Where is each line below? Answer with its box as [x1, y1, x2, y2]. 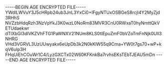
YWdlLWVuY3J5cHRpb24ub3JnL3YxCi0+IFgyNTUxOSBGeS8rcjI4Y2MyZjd [5, 9, 161, 15]
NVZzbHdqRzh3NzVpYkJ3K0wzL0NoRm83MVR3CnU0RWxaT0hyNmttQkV [5, 20, 160, 26]
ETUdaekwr [5, 25, 29, 31]
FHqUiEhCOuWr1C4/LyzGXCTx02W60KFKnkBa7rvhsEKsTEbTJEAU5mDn [5, 52, 156, 58]
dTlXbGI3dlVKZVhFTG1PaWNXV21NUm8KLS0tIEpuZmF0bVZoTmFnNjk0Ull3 [5, 31, 162, 36]
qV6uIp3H [5, 47, 26, 52]
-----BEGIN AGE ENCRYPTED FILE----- [5, 4, 86, 10]
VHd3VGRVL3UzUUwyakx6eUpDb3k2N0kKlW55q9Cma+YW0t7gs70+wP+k [5, 41, 162, 47]
